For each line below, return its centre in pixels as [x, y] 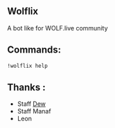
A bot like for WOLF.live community [58, 28]
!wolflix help [28, 66]
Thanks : [27, 87]
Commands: [34, 50]
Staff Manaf [34, 111]
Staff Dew [32, 104]
